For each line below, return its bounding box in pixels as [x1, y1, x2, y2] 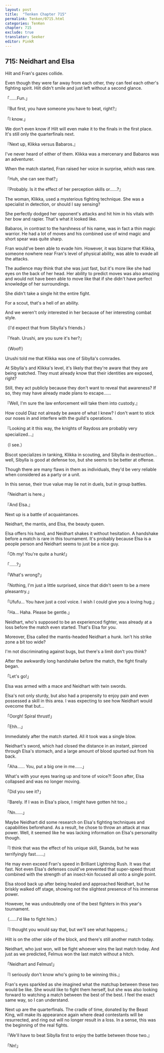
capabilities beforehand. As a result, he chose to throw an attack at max [5, 824, 150, 830]
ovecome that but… [5, 703, 45, 709]
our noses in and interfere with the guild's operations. [5, 415, 114, 421]
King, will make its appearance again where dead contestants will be [5, 1011, 143, 1018]
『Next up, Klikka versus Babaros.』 [5, 141, 78, 147]
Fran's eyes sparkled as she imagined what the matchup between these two [5, 981, 159, 987]
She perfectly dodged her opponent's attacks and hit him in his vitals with [5, 210, 154, 216]
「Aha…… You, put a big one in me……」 [5, 763, 87, 769]
